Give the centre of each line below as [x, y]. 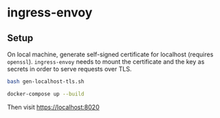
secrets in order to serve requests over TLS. [69, 69]
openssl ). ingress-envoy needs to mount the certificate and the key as [106, 62]
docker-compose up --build [46, 94]
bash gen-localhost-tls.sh [46, 82]
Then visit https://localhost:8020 [53, 107]
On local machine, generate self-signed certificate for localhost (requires [110, 54]
